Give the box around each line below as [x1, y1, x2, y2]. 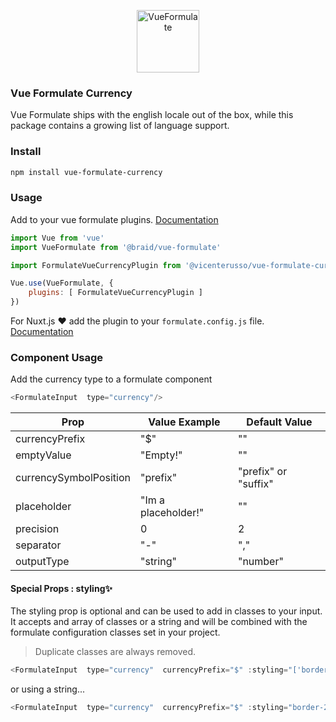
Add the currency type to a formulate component [10, 373, 213, 385]
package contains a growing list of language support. [10, 120, 230, 132]
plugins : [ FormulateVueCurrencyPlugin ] [28, 288, 203, 298]
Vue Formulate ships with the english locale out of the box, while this [10, 109, 294, 121]
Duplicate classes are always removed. [34, 646, 197, 658]
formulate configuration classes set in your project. [10, 626, 221, 639]
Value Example [148, 415, 221, 429]
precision [15, 522, 60, 536]
